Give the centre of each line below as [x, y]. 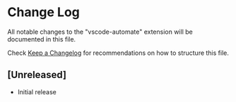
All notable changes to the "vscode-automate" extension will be [100, 32]
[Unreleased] [37, 75]
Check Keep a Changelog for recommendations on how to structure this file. [118, 53]
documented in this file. [42, 39]
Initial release [37, 91]
